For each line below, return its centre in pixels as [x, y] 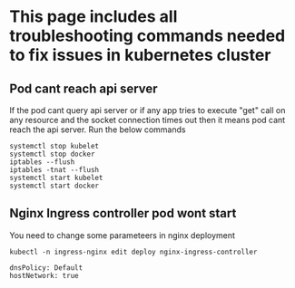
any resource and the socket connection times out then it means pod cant [147, 120]
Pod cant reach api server [84, 88]
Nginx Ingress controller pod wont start [123, 213]
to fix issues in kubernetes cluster [140, 55]
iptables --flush [42, 162]
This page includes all [93, 17]
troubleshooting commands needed [147, 36]
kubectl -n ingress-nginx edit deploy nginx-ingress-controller [133, 252]
